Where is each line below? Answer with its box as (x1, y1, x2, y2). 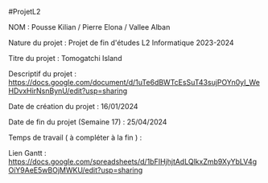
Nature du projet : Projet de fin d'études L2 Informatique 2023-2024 (8, 38, 235, 47)
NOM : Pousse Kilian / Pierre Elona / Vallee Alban (8, 22, 171, 31)
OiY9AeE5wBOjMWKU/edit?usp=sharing (8, 165, 143, 175)
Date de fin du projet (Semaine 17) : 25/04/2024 (8, 117, 167, 127)
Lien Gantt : (8, 148, 47, 157)
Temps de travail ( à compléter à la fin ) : (8, 132, 142, 142)
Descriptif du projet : (8, 69, 77, 79)
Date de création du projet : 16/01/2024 (8, 102, 138, 111)
